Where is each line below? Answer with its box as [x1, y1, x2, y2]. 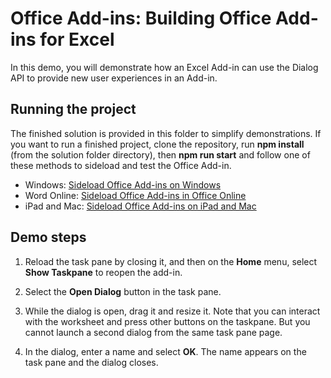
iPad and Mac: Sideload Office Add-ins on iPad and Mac [24, 200, 257, 212]
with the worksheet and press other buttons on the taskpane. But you [24, 315, 311, 327]
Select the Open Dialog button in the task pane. [24, 285, 222, 297]
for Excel [39, 28, 115, 51]
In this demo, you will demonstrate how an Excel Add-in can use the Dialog [10, 61, 319, 73]
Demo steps [10, 229, 87, 246]
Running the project [10, 101, 137, 118]
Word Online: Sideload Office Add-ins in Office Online [24, 189, 247, 201]
